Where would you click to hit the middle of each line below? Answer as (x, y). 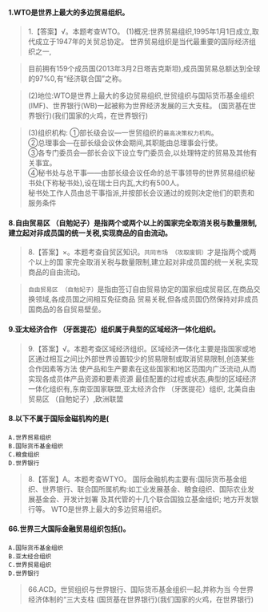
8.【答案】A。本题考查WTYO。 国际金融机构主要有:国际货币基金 (134, 479)
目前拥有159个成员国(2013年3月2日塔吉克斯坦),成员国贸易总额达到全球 (144, 69)
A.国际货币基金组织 (36, 548)
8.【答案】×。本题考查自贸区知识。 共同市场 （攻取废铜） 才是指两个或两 (142, 252)
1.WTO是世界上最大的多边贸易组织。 (69, 12)
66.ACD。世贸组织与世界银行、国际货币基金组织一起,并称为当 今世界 (141, 590)
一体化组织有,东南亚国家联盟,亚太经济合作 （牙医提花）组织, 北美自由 (142, 388)
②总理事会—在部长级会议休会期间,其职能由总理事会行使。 (125, 143)
